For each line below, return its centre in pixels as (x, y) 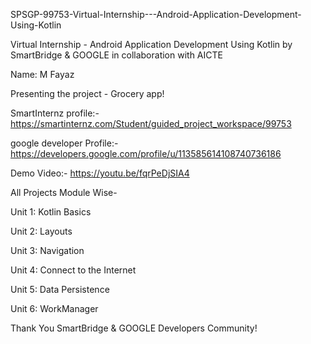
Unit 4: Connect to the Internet (73, 270)
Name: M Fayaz (42, 74)
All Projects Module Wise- (64, 192)
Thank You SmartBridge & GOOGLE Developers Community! (134, 328)
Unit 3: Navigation (47, 250)
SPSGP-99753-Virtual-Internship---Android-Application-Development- (156, 14)
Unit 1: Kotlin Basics (51, 212)
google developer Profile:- (64, 143)
